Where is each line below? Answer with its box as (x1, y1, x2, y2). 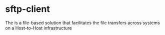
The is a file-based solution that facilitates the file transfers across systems (5, 20, 160, 26)
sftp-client (5, 3, 50, 15)
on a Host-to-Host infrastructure (5, 25, 72, 31)
